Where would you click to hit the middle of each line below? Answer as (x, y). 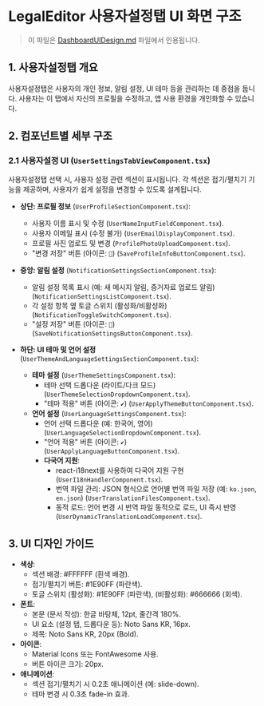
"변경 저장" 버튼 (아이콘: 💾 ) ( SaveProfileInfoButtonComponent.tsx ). (138, 253)
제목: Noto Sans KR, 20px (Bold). (85, 634)
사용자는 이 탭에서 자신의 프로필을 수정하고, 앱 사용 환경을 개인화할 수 (126, 98)
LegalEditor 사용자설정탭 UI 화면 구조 (125, 16)
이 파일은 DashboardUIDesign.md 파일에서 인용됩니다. (114, 40)
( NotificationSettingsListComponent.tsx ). (101, 296)
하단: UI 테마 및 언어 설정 (58, 350)
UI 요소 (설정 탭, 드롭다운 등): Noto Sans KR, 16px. (111, 625)
